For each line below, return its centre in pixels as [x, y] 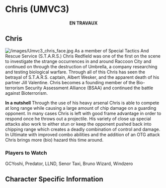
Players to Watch [26, 153]
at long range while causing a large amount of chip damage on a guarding [81, 108]
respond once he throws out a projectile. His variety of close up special [78, 119]
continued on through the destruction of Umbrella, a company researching [81, 66]
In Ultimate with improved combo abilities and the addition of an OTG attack [83, 134]
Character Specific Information [54, 179]
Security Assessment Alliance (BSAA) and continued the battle [89, 88]
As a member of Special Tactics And [112, 50]
